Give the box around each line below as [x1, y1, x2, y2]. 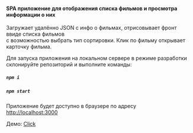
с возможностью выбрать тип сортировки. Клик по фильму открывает [6, 37, 185, 44]
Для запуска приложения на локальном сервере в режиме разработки [6, 55, 188, 62]
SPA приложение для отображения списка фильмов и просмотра [6, 5, 178, 12]
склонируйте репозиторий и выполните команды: [6, 61, 132, 68]
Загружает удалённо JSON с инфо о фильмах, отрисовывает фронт [6, 24, 177, 31]
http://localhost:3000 [6, 109, 58, 116]
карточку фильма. [6, 43, 52, 50]
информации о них [6, 11, 56, 18]
